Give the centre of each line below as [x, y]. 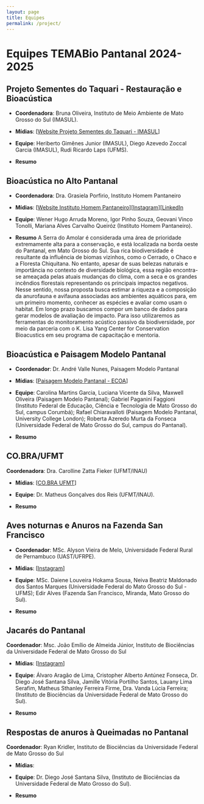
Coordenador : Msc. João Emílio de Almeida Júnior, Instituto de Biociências [100, 645]
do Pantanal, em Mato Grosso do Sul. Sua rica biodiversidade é [94, 250]
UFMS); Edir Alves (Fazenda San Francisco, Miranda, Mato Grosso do [102, 593]
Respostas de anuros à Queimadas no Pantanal [97, 732]
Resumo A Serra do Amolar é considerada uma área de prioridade [98, 238]
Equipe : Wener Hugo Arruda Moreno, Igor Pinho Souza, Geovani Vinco [104, 219]
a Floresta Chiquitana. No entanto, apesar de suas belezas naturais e [101, 264]
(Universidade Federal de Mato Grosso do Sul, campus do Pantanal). [101, 425]
